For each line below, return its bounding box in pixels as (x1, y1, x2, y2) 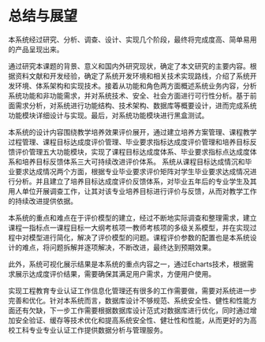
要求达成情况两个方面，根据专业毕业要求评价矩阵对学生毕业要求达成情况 (14, 166, 250, 176)
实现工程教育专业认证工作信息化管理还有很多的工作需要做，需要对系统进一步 (8, 285, 257, 296)
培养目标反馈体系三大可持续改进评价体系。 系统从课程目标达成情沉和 (21, 157, 245, 166)
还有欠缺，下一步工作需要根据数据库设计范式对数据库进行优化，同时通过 (14, 305, 250, 315)
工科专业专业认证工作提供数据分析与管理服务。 (14, 325, 167, 335)
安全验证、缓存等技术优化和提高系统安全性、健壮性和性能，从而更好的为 (14, 315, 250, 325)
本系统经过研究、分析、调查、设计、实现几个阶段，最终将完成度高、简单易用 (8, 35, 257, 44)
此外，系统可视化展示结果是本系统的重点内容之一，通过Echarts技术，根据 (8, 259, 247, 269)
